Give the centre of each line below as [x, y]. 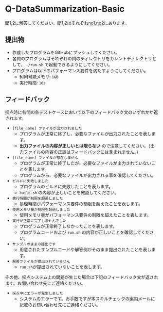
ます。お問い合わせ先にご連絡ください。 [45, 283]
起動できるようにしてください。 [81, 65]
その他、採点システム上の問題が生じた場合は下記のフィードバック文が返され [82, 277]
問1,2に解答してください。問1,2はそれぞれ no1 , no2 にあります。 [67, 23]
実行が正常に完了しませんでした [39, 221]
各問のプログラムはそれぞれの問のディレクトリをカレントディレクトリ [82, 58]
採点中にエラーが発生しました [37, 293]
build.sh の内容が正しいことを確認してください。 [69, 192]
